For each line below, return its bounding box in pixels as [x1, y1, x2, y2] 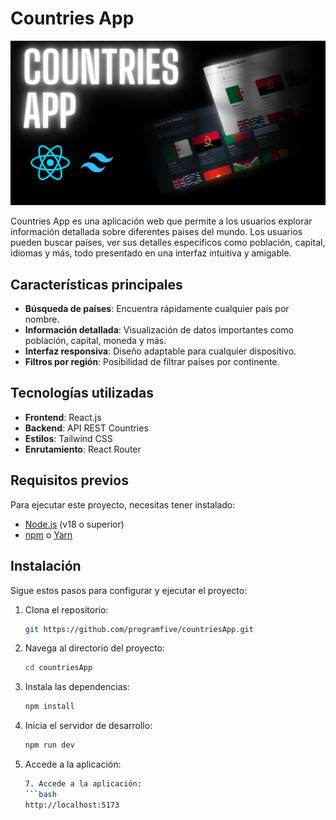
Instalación [10, 558, 82, 575]
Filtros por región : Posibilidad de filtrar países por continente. [24, 356, 280, 368]
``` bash [24, 789, 57, 799]
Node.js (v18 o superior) [24, 518, 125, 530]
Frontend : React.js [24, 411, 102, 423]
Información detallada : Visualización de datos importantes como [24, 324, 294, 336]
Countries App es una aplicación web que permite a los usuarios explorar [10, 215, 313, 227]
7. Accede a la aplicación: [24, 779, 142, 789]
